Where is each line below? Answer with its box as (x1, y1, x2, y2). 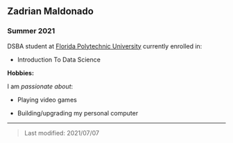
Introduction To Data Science (17, 55, 101, 64)
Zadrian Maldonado (7, 6, 94, 17)
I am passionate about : (7, 82, 74, 90)
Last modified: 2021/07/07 (24, 128, 100, 137)
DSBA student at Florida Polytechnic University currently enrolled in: (7, 41, 202, 50)
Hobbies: (7, 68, 35, 77)
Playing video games (17, 95, 78, 104)
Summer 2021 (7, 26, 55, 36)
